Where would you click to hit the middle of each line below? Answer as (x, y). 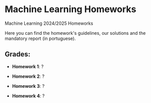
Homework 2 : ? (28, 76)
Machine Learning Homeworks (71, 9)
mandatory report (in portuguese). (40, 38)
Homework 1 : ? (28, 66)
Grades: (18, 54)
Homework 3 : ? (28, 86)
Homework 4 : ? (28, 96)
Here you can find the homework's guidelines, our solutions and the (75, 33)
